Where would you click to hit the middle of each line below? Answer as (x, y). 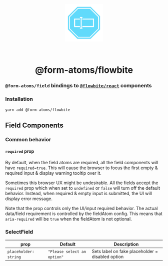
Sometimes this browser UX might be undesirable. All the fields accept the (82, 183)
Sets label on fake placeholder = (125, 251)
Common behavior (28, 139)
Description (126, 244)
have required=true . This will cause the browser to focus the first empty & (81, 168)
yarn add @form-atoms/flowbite (38, 110)
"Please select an (67, 252)
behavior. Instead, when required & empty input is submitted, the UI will (79, 193)
